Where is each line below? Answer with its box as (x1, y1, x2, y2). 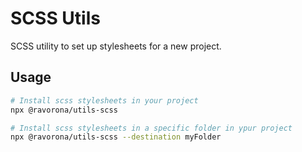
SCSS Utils (10, 7, 101, 30)
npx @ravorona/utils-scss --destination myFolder (10, 132, 222, 142)
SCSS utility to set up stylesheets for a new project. (10, 40, 222, 52)
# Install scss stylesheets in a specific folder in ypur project (10, 123, 293, 133)
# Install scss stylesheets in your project (10, 95, 199, 106)
